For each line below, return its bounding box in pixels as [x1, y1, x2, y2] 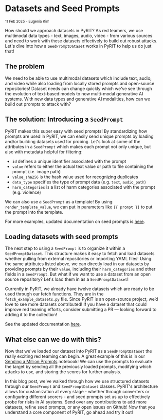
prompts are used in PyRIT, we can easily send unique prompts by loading [5, 133, 154, 139]
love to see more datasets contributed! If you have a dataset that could [5, 301, 147, 307]
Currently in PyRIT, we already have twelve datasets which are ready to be [5, 286, 154, 292]
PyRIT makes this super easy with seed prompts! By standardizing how [5, 128, 147, 134]
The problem [5, 62, 45, 71]
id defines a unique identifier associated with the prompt [12, 158, 127, 164]
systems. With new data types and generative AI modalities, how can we [5, 96, 150, 102]
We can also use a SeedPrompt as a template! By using [5, 199, 113, 204]
